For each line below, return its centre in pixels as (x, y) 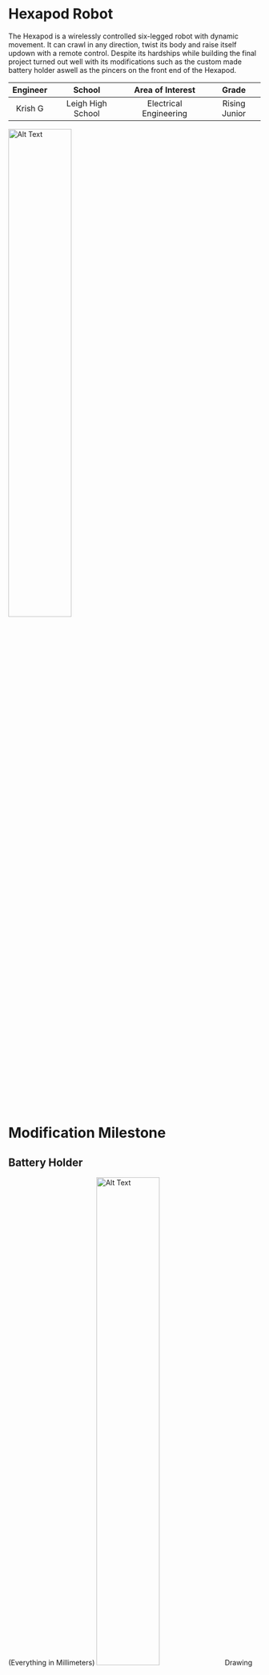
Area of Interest (165, 90)
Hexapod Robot (61, 14)
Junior (234, 113)
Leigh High (87, 103)
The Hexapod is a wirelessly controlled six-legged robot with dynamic (123, 36)
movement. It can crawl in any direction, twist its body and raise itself (122, 44)
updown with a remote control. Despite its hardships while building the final (132, 53)
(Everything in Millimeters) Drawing (130, 1662)
